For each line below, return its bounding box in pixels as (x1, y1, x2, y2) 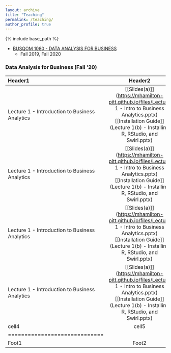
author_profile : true (5, 21, 51, 27)
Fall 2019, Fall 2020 (20, 51, 61, 57)
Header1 (8, 77, 30, 84)
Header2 (129, 77, 151, 84)
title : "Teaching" (5, 12, 44, 17)
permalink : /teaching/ (5, 17, 53, 22)
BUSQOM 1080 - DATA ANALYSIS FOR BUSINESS (12, 45, 117, 52)
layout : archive (5, 7, 40, 13)
